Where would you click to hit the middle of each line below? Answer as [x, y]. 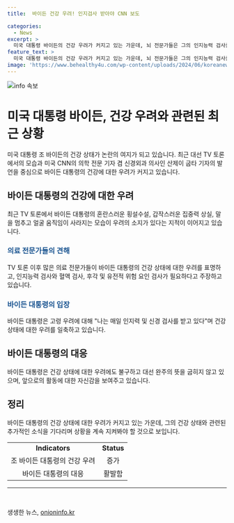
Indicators [53, 448]
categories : [24, 26]
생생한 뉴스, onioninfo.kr [41, 512]
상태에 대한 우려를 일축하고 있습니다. [56, 330]
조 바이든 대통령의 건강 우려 [53, 460]
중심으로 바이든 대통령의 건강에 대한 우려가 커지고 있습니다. [100, 172]
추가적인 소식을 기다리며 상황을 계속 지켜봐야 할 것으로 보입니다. [94, 431]
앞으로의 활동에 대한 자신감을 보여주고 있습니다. [86, 380]
